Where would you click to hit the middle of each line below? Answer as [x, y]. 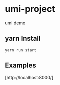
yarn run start [21, 50]
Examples [21, 65]
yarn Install [23, 39]
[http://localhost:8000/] [29, 77]
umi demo [15, 23]
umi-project [30, 9]
